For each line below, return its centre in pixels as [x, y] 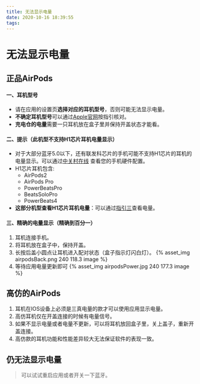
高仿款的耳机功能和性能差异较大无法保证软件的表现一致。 [86, 339]
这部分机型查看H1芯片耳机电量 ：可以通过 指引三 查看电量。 [86, 208]
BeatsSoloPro [41, 194]
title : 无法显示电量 [29, 12]
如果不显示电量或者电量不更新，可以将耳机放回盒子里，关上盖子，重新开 [104, 324]
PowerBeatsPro [43, 188]
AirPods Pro [39, 182]
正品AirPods [29, 78]
